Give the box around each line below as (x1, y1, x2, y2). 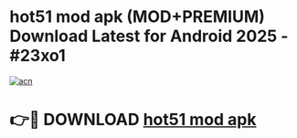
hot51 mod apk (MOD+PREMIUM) (9, 6, 265, 27)
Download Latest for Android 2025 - (9, 26, 289, 47)
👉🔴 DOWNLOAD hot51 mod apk (9, 110, 258, 130)
